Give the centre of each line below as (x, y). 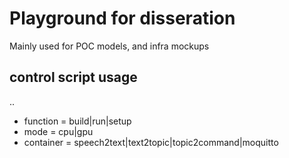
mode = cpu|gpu (58, 131)
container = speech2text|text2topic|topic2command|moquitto (151, 142)
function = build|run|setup (77, 121)
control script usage (73, 77)
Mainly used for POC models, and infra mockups (109, 46)
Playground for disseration (122, 18)
